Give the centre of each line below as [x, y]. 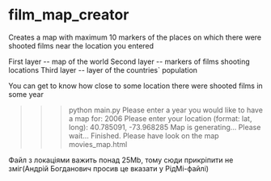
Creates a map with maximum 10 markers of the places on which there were [135, 37]
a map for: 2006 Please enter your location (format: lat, [160, 118]
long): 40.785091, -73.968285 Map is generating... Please [165, 127]
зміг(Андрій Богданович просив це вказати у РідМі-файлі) [108, 168]
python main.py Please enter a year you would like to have [165, 110]
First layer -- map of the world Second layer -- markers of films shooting [129, 61]
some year [26, 94]
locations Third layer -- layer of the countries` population [103, 69]
